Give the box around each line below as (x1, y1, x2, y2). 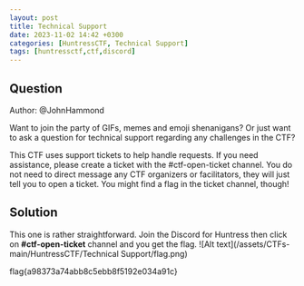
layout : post (9, 13, 59, 23)
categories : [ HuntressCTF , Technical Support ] (9, 38, 189, 48)
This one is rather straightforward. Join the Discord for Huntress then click (9, 229, 288, 240)
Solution (9, 205, 58, 221)
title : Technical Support (9, 22, 107, 31)
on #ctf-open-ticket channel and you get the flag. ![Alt (9, 238, 215, 250)
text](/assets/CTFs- (216, 238, 290, 250)
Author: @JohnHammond (9, 104, 104, 115)
